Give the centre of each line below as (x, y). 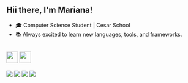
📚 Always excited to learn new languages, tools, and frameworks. (99, 34)
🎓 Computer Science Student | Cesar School (73, 25)
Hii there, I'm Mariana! (50, 10)
